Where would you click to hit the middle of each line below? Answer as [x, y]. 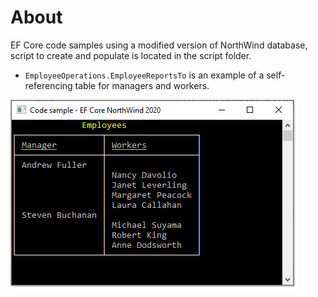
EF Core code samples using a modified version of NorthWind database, [159, 45]
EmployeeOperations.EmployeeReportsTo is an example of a [144, 75]
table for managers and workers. [142, 85]
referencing [48, 85]
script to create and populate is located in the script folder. [131, 55]
